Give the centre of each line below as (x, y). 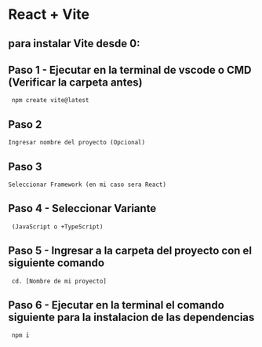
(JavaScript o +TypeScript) (57, 226)
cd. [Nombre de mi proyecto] (59, 281)
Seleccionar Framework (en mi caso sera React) (87, 185)
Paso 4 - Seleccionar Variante (82, 208)
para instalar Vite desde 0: (74, 44)
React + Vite (49, 15)
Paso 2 (25, 124)
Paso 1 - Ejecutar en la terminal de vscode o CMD (130, 69)
